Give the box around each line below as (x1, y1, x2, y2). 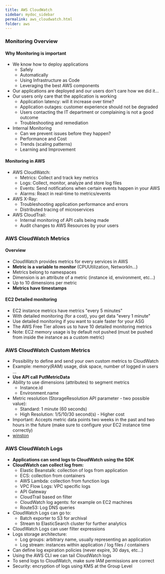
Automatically (19, 72, 48, 78)
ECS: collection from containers (19, 472, 85, 478)
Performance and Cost (19, 136, 67, 142)
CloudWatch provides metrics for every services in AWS (12, 258, 128, 264)
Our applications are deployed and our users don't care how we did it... (12, 88, 159, 94)
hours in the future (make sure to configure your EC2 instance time (12, 422, 150, 428)
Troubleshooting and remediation (19, 120, 88, 126)
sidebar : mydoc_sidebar (5, 12, 55, 17)
